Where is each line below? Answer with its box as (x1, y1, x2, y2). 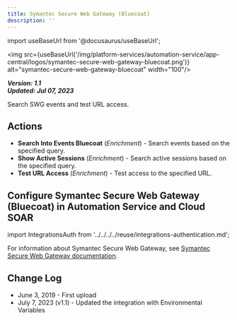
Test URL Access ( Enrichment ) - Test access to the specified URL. (17, 169, 212, 177)
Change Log (7, 272, 62, 284)
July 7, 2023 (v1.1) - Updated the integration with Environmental (17, 298, 203, 307)
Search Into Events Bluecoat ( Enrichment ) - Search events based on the (17, 139, 230, 148)
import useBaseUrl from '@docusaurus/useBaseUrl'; (7, 36, 161, 45)
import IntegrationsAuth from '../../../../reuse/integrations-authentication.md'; (7, 230, 230, 239)
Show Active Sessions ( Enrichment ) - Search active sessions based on (17, 154, 226, 162)
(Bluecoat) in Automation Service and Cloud (7, 201, 205, 213)
